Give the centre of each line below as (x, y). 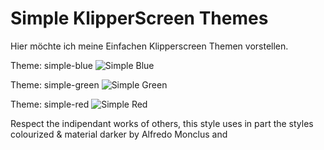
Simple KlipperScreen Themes (139, 18)
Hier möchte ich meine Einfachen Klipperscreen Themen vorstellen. (149, 46)
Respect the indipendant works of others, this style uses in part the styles (162, 123)
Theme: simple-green (55, 84)
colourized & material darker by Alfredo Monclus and (119, 134)
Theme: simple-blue (51, 65)
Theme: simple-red (50, 104)
